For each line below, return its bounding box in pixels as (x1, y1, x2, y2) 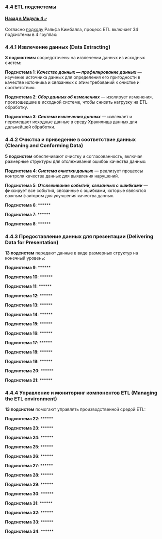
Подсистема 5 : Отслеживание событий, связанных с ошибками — (5, 182, 148, 188)
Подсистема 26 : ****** (5, 453, 54, 459)
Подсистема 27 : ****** (5, 463, 53, 469)
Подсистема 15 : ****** (5, 321, 52, 327)
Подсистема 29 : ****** (5, 481, 54, 488)
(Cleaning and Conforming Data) (5, 142, 83, 149)
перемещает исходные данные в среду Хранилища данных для (5, 119, 137, 125)
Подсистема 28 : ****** (5, 472, 54, 478)
